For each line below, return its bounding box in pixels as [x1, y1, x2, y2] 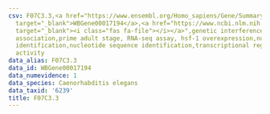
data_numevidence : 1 [8, 71, 78, 79]
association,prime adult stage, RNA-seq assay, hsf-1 [15, 34, 199, 43]
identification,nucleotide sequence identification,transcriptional [15, 42, 250, 50]
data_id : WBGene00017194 [8, 64, 92, 72]
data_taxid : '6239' [8, 86, 74, 95]
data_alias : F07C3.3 [8, 57, 78, 65]
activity [15, 49, 45, 57]
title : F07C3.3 [8, 94, 59, 102]
